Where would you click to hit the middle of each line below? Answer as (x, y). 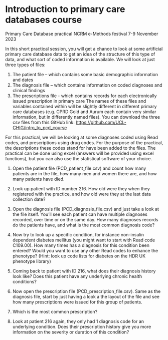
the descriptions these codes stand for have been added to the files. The (80, 148)
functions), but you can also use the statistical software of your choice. (78, 158)
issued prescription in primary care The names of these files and (79, 101)
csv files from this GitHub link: (44, 122)
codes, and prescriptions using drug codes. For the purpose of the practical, (84, 142)
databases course (44, 20)
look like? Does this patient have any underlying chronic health (77, 276)
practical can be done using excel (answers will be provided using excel (79, 153)
